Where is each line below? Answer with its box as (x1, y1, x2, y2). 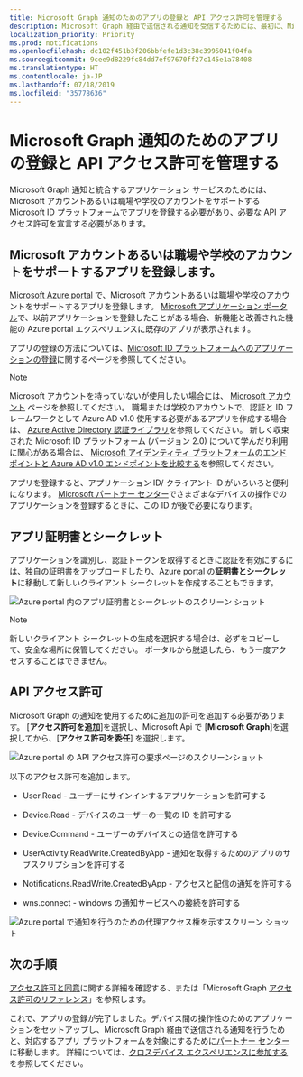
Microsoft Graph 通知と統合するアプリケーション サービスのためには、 (9, 184, 272, 195)
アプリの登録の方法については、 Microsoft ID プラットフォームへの (9, 343, 254, 354)
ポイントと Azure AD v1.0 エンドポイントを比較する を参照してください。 (9, 458, 280, 469)
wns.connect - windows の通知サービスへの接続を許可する (22, 897, 241, 907)
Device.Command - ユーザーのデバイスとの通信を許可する (22, 828, 239, 839)
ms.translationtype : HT (9, 64, 99, 73)
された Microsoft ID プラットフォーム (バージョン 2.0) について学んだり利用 (9, 436, 289, 446)
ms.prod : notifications (9, 38, 99, 48)
